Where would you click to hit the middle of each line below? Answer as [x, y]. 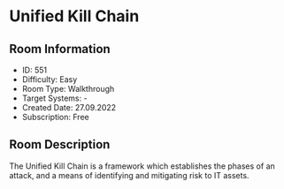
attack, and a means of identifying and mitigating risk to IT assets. [129, 175]
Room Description [60, 144]
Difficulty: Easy [50, 79]
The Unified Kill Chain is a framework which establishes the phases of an [142, 166]
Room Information [60, 49]
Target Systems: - [54, 98]
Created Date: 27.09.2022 [69, 107]
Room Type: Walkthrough [68, 89]
